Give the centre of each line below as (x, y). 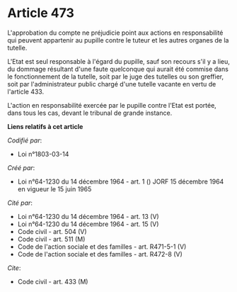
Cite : (14, 268)
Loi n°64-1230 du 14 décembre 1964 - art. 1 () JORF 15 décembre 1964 (121, 181)
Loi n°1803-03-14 (43, 154)
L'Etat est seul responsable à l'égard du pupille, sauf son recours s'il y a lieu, (118, 61)
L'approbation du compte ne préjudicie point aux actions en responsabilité (115, 33)
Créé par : (21, 167)
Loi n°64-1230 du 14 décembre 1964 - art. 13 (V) (88, 216)
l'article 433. (26, 91)
